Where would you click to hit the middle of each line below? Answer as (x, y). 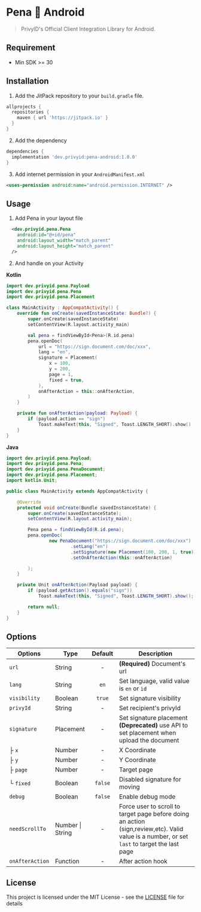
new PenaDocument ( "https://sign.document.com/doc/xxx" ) (120, 541)
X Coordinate (138, 750)
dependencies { (25, 151)
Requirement (31, 48)
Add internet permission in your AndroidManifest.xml (80, 174)
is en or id (133, 689)
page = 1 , (61, 374)
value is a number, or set (153, 836)
